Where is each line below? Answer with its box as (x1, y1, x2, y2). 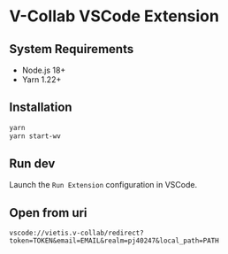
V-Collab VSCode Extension (9, 6, 219, 27)
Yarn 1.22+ (21, 74, 62, 85)
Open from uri (9, 205, 87, 220)
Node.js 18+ (21, 65, 66, 75)
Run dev (9, 156, 56, 171)
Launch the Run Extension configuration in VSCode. (9, 180, 197, 190)
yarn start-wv (9, 131, 62, 141)
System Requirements (9, 42, 134, 57)
